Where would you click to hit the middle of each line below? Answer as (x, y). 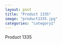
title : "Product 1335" (28, 14)
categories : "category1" (30, 23)
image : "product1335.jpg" (31, 19)
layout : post (18, 10)
